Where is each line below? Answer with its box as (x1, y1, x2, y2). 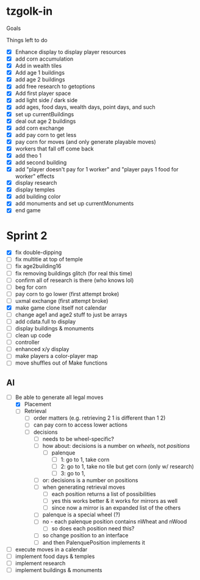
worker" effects (15, 173, 55, 180)
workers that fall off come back (15, 145, 94, 152)
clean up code (15, 332, 52, 339)
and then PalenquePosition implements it (42, 538, 145, 546)
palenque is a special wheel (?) (42, 511, 121, 518)
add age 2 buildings (15, 76, 65, 83)
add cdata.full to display (15, 318, 76, 325)
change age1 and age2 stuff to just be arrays (15, 311, 127, 318)
